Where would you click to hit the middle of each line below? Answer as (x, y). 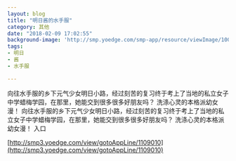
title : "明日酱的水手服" (40, 20)
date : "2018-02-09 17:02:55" (50, 33)
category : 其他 (28, 27)
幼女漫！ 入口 (27, 128)
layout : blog (26, 14)
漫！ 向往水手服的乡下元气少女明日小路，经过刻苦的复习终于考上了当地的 (113, 110)
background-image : (34, 40)
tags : (15, 46)
